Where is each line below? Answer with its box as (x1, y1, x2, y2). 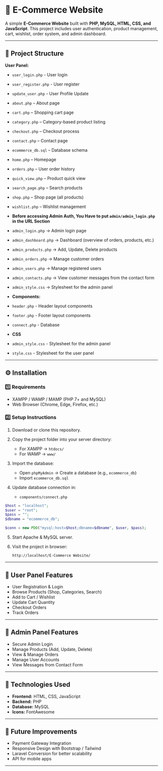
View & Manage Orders (12, 651, 59, 657)
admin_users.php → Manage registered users (12, 265, 102, 271)
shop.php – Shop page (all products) (12, 194, 84, 200)
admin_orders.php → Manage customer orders (12, 256, 104, 262)
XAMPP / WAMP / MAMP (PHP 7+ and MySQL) (12, 396, 106, 403)
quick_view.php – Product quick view (12, 175, 86, 181)
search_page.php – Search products (12, 185, 83, 191)
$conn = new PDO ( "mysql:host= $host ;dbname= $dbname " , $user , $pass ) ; (5, 526, 147, 530)
